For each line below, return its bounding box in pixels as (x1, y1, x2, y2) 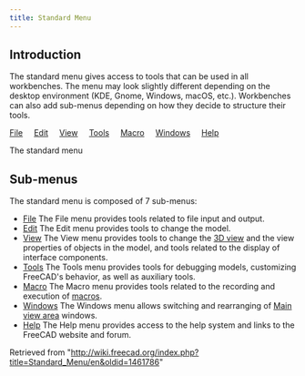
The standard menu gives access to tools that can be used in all (9, 71, 249, 82)
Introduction (9, 47, 82, 63)
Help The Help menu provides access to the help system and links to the (22, 320, 295, 330)
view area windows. (22, 310, 98, 321)
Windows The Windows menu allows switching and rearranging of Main (22, 300, 292, 311)
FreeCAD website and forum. (22, 330, 132, 340)
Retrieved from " (9, 347, 71, 358)
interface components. (22, 252, 108, 263)
